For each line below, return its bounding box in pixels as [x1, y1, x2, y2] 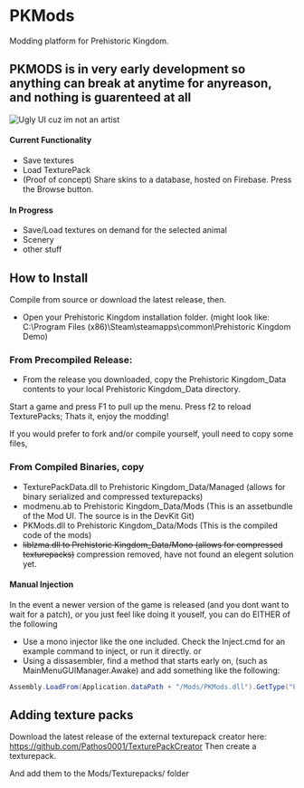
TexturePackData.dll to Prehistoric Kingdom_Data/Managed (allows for [22, 481, 286, 492]
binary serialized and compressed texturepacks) [22, 491, 204, 502]
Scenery [22, 235, 54, 245]
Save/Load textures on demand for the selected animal [22, 225, 228, 235]
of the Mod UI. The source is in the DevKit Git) [22, 510, 195, 521]
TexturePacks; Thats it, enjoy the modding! [9, 411, 169, 422]
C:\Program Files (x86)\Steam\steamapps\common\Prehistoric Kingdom [22, 321, 291, 332]
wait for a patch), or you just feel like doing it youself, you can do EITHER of [9, 609, 291, 620]
